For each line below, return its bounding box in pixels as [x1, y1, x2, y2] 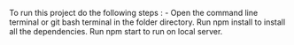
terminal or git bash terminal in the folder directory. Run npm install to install [9, 17, 286, 27]
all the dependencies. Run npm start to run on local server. [9, 26, 223, 36]
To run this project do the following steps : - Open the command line [9, 8, 259, 18]
